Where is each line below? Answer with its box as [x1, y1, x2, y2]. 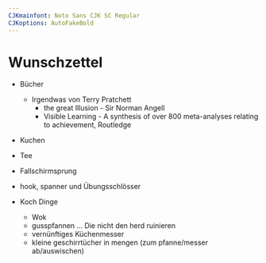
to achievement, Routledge [43, 120, 132, 130]
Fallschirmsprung [19, 166, 77, 176]
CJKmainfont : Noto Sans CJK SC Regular [8, 11, 141, 20]
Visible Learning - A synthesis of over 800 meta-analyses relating [43, 112, 259, 122]
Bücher [19, 79, 44, 89]
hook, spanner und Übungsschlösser [19, 182, 141, 191]
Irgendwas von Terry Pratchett [31, 95, 132, 104]
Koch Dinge [19, 197, 58, 207]
